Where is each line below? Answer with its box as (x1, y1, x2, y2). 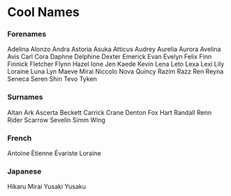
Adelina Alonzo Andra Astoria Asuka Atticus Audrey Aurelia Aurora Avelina (7, 45, 222, 53)
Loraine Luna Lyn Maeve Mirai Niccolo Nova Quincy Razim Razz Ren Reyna (7, 67, 224, 76)
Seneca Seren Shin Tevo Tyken (7, 75, 97, 83)
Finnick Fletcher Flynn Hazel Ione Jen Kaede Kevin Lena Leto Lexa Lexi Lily (7, 60, 225, 69)
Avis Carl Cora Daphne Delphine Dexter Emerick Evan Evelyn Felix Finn (7, 52, 212, 61)
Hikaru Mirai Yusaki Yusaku (7, 183, 86, 191)
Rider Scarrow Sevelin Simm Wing (7, 115, 106, 124)
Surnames (7, 92, 43, 102)
